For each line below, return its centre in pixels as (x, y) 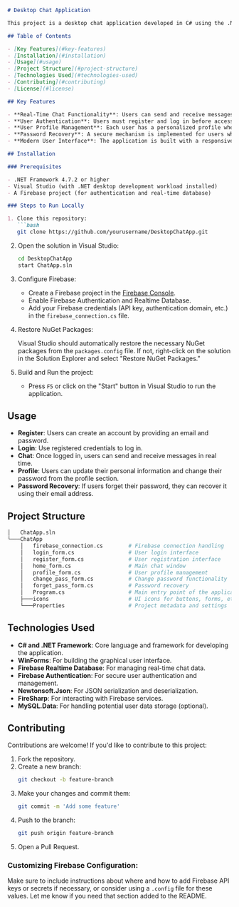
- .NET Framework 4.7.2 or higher (59, 179)
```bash (28, 226)
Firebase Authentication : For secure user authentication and (107, 675)
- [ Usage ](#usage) (34, 62)
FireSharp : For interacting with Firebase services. (90, 698)
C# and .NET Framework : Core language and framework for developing (123, 645)
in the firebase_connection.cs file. (79, 315)
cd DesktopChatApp (45, 258)
